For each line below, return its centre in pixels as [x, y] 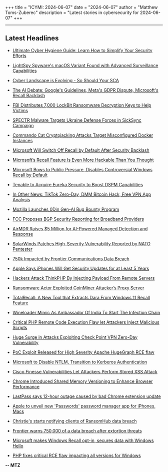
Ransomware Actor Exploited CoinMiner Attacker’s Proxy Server [78, 288]
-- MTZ [13, 465]
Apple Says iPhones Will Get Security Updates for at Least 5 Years [81, 268]
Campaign [23, 125]
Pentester [22, 249]
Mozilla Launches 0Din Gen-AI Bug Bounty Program [66, 209]
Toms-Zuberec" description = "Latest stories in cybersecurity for [72, 13]
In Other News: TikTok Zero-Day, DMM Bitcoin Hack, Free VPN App [82, 194]
